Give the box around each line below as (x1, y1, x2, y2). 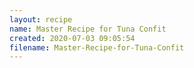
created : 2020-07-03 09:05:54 (9, 33, 136, 43)
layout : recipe (9, 14, 73, 25)
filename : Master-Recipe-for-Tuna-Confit (9, 42, 185, 53)
